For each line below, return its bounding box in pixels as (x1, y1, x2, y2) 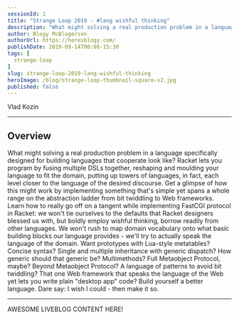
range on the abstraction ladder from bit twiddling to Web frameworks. (7, 194, 215, 202)
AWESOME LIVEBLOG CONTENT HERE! (7, 305, 124, 313)
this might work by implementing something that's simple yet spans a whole (7, 186, 230, 195)
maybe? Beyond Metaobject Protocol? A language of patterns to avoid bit (7, 262, 222, 271)
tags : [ (7, 50, 31, 58)
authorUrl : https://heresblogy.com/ (7, 37, 116, 44)
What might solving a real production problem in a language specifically (7, 148, 218, 157)
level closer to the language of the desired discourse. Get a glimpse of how (7, 179, 228, 188)
